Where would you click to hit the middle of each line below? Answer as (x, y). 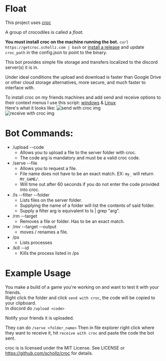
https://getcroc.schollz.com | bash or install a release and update (75, 47)
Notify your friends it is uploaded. (40, 318)
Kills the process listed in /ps (49, 253)
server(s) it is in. (22, 67)
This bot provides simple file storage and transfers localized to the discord (82, 62)
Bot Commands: (39, 133)
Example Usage (38, 273)
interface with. (20, 87)
